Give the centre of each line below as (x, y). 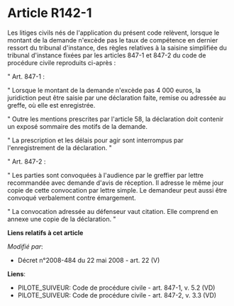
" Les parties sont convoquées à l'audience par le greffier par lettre (106, 175)
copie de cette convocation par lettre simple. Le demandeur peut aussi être (117, 190)
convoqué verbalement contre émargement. (72, 198)
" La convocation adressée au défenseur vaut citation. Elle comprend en (113, 211)
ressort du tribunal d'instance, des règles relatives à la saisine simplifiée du (117, 47)
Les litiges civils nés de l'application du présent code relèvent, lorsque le (113, 33)
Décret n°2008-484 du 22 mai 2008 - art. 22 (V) (89, 260)
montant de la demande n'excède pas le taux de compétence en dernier (113, 40)
